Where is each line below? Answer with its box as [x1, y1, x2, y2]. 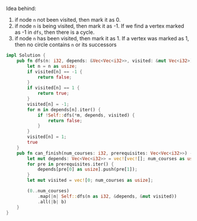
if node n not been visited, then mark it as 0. [14, 16, 121, 23]
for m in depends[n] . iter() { [27, 106, 101, 113]
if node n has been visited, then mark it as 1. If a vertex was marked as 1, [14, 35, 189, 42]
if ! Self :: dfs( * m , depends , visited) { [37, 112, 135, 118]
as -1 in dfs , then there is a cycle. [14, 29, 95, 36]
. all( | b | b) [37, 199, 67, 205]
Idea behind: [6, 5, 36, 12]
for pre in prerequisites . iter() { [27, 161, 114, 167]
